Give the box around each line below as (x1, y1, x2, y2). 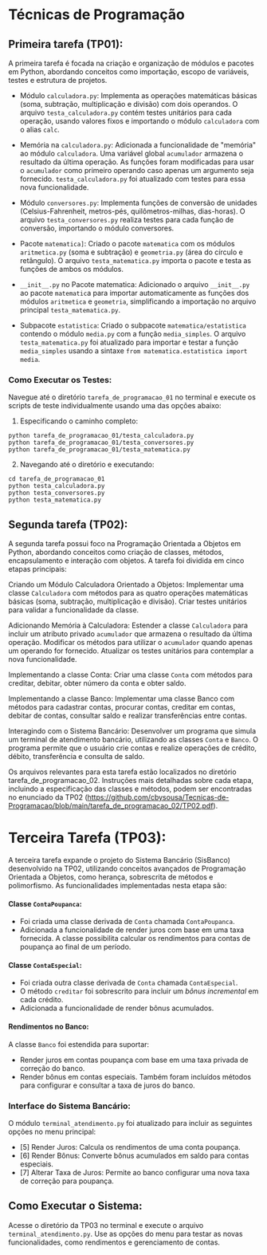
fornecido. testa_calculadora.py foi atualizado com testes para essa (19, 174, 245, 183)
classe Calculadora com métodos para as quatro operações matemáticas (8, 588, 249, 598)
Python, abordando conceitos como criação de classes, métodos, (8, 548, 225, 557)
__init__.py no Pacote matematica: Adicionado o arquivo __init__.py (19, 280, 250, 289)
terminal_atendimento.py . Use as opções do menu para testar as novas (8, 1229, 243, 1238)
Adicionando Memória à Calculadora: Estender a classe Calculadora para (8, 620, 249, 631)
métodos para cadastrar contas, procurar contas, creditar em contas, (8, 702, 236, 712)
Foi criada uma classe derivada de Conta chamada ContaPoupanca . (19, 917, 235, 926)
